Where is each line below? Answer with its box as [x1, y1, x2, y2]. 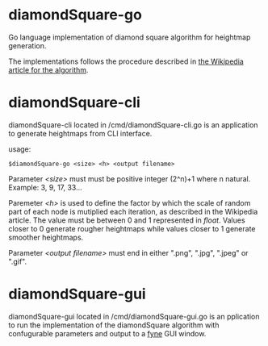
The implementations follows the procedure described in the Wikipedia [8, 56, 244, 66]
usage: [8, 144, 31, 154]
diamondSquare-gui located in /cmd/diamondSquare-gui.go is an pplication [8, 311, 260, 321]
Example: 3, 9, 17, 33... [8, 182, 82, 192]
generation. [8, 40, 47, 50]
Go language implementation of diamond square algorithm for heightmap [8, 32, 251, 42]
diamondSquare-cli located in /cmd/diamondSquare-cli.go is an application [8, 119, 258, 130]
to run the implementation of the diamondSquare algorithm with [8, 320, 220, 330]
